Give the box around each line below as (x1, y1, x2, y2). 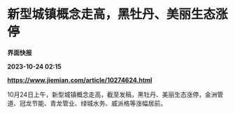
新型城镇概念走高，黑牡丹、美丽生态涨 (7, 6, 229, 22)
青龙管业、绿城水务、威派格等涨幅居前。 (50, 99, 166, 107)
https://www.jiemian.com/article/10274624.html (7, 76, 152, 84)
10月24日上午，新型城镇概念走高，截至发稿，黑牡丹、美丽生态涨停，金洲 (7, 90, 218, 99)
